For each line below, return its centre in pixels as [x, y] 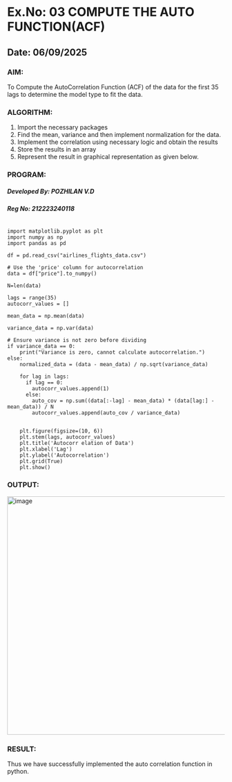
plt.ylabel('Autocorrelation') [65, 455]
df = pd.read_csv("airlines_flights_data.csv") [77, 256]
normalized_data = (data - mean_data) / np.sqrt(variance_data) [114, 365]
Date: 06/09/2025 [47, 52]
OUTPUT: [23, 485]
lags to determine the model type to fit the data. [75, 94]
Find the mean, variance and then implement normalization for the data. [119, 135]
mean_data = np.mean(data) [46, 316]
